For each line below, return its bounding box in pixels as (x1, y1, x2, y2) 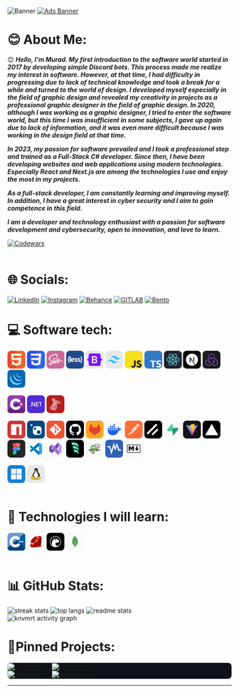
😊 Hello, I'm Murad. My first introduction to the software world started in (7, 55, 229, 63)
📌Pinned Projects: (7, 638, 115, 655)
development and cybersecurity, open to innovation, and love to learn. (7, 225, 221, 234)
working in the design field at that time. (7, 130, 127, 139)
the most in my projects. (7, 174, 80, 183)
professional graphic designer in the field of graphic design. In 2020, (7, 100, 216, 109)
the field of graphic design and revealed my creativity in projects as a (7, 93, 218, 101)
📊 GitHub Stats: (7, 578, 105, 594)
